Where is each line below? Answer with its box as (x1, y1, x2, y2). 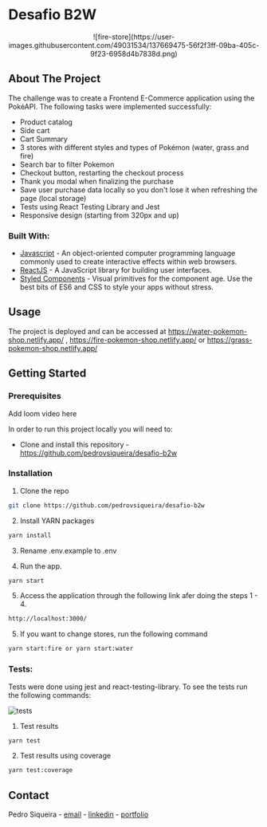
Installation (8, 468, 53, 479)
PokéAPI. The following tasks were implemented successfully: (8, 101, 212, 111)
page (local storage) (19, 193, 87, 203)
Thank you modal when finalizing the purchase (19, 176, 174, 186)
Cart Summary (19, 134, 68, 144)
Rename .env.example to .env (19, 545, 117, 555)
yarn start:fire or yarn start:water (8, 644, 134, 653)
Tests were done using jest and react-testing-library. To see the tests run (8, 682, 248, 691)
